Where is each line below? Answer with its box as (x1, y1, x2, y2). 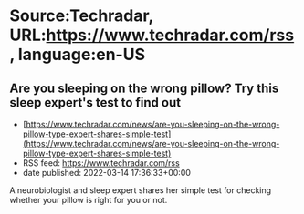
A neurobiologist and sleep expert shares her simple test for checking (9, 185, 272, 196)
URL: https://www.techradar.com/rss (9, 25, 295, 46)
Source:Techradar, (9, 5, 153, 26)
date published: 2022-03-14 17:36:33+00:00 (22, 168, 192, 178)
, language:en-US (9, 45, 146, 65)
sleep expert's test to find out (9, 95, 181, 110)
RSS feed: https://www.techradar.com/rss (22, 158, 180, 168)
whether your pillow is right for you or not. (9, 195, 168, 205)
